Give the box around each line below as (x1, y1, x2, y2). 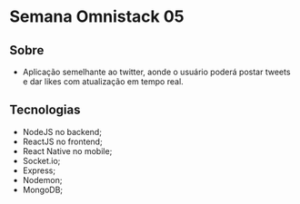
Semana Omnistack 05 (9, 6, 185, 27)
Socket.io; (22, 155, 61, 166)
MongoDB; (22, 184, 64, 195)
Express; (22, 165, 56, 176)
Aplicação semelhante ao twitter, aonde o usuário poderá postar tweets (22, 66, 291, 77)
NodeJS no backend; (22, 126, 103, 137)
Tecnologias (9, 102, 81, 118)
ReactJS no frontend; (22, 136, 103, 147)
